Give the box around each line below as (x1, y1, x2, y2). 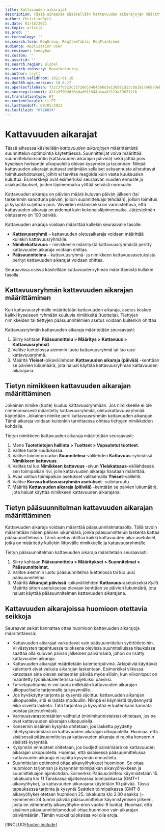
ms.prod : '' (5, 30, 29, 35)
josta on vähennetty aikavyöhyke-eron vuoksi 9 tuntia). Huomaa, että (12, 802, 152, 808)
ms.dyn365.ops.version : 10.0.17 (5, 80, 71, 85)
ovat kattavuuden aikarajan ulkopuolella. (12, 718, 94, 724)
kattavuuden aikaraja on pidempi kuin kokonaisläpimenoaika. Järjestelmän (5, 207, 156, 213)
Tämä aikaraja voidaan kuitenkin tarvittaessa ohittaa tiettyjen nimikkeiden (5, 418, 153, 424)
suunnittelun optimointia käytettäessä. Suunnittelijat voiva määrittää (5, 150, 141, 156)
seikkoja (5, 612, 31, 620)
